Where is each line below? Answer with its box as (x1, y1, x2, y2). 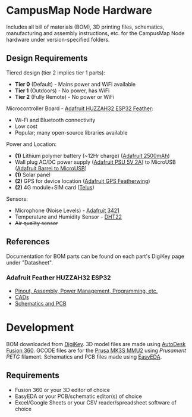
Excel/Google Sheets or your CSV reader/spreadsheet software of (14, 399, 177, 406)
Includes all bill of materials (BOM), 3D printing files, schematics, (6, 23, 165, 30)
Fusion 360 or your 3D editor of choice (14, 386, 111, 393)
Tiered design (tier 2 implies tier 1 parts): (6, 69, 106, 76)
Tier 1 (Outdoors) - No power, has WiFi (14, 87, 110, 94)
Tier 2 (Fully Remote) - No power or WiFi (14, 93, 115, 100)
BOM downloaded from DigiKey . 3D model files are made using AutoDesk (6, 340, 186, 347)
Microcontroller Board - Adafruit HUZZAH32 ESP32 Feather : (6, 105, 153, 112)
